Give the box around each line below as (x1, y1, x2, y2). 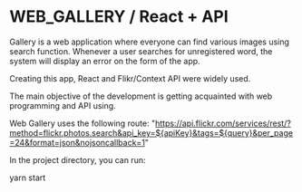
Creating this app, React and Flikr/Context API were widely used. (9, 72, 251, 83)
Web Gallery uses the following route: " (9, 118, 156, 129)
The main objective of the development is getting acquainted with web (9, 91, 273, 101)
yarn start (9, 172, 46, 183)
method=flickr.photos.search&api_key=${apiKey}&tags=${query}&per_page (9, 127, 293, 138)
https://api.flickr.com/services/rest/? (154, 118, 292, 129)
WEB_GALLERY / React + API (9, 6, 229, 27)
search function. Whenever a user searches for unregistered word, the (9, 45, 273, 56)
